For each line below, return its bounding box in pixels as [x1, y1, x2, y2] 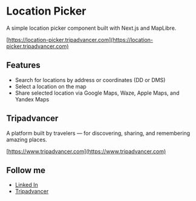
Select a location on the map [15, 83, 87, 90]
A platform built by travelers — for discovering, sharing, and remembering [6, 129, 191, 137]
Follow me [6, 165, 46, 175]
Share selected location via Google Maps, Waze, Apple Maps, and [15, 89, 180, 97]
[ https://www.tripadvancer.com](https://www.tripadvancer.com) [6, 148, 166, 155]
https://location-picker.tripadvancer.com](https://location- [8, 36, 153, 43]
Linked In [15, 181, 38, 189]
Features [6, 60, 41, 70]
